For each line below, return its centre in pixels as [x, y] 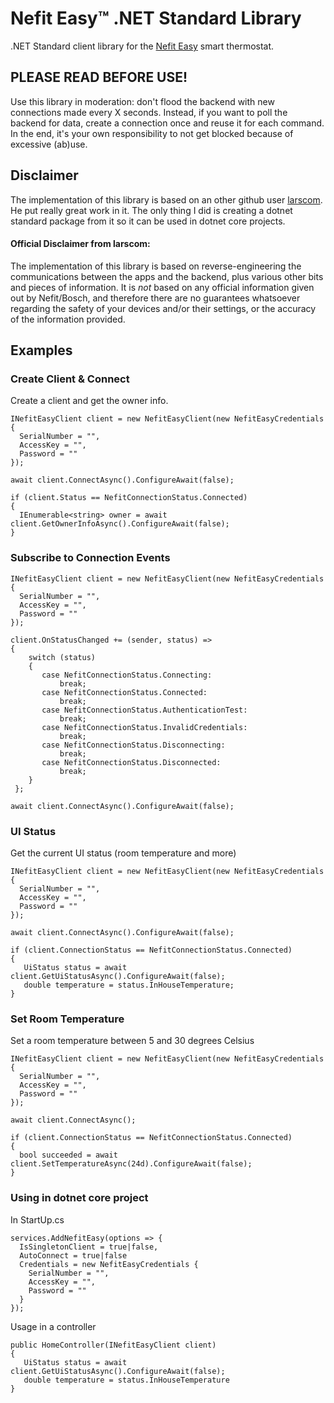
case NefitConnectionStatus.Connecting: [127, 675]
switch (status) [62, 657]
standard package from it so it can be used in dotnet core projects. [148, 221]
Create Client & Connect [70, 379]
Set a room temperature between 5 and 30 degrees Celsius [132, 1041]
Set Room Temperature [67, 1019]
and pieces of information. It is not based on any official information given [162, 287]
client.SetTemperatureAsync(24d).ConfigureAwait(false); [131, 1164]
